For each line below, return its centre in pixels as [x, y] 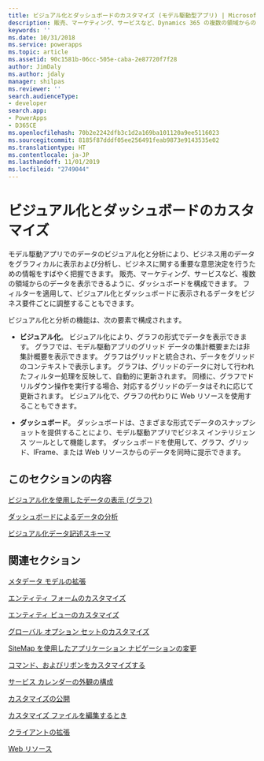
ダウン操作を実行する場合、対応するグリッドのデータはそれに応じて [143, 386]
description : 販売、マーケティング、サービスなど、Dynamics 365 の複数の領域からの [132, 23]
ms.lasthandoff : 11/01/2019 [54, 162]
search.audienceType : [44, 96]
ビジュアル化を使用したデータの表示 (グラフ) [80, 500]
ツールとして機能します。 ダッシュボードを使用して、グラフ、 [129, 442]
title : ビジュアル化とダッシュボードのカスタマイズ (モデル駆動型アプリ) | [117, 15]
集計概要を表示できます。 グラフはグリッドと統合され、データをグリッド [137, 356]
